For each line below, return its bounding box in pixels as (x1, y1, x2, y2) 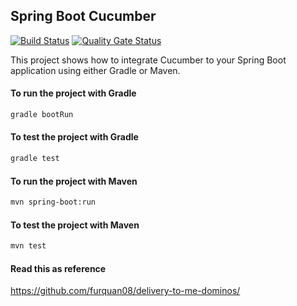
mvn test (10, 241, 47, 251)
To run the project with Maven (10, 175, 138, 187)
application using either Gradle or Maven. (10, 64, 181, 76)
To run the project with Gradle (10, 87, 137, 99)
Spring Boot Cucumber (10, 8, 157, 25)
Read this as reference (10, 262, 107, 274)
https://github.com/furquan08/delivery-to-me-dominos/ (10, 285, 241, 297)
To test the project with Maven (10, 219, 140, 231)
